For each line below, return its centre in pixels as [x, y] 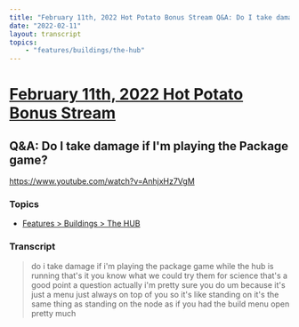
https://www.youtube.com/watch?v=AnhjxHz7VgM [102, 181]
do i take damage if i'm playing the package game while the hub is [152, 266]
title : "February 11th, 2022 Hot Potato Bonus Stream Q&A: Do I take [141, 17]
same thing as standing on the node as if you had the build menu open [160, 304]
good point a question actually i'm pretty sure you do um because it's [158, 284]
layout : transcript [45, 34]
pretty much [53, 313]
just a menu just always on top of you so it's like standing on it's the [155, 294]
